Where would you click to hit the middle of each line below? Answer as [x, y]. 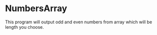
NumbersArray [36, 9]
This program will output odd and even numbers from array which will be [78, 22]
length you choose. [25, 27]
